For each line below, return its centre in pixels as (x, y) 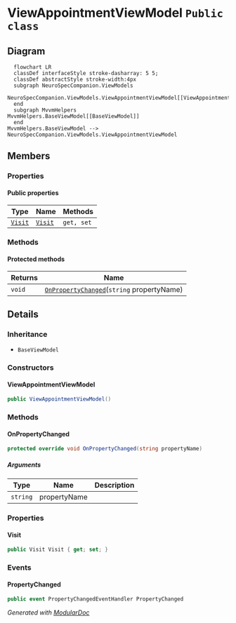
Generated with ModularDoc (48, 612)
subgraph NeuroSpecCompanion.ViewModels (73, 86)
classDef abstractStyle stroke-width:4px (75, 79)
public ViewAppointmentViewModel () (59, 399)
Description (114, 485)
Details (23, 315)
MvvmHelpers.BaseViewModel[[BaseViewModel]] (73, 116)
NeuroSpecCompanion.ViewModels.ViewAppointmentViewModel (92, 135)
